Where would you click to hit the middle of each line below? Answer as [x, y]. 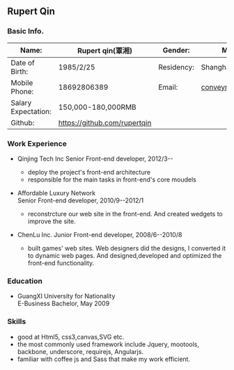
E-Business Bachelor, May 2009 [63, 304]
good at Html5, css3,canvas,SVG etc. [71, 337]
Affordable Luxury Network [56, 193]
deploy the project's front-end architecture [89, 172]
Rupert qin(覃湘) [105, 50]
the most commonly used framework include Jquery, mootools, [108, 344]
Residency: [176, 67]
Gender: [176, 50]
